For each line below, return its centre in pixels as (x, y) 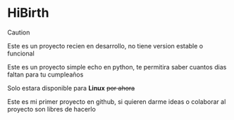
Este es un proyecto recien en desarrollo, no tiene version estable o (105, 46)
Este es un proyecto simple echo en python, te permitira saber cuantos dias (117, 67)
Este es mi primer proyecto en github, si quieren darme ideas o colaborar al (117, 101)
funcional (21, 53)
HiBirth (28, 13)
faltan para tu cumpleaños (45, 74)
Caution (19, 32)
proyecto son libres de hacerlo (52, 109)
